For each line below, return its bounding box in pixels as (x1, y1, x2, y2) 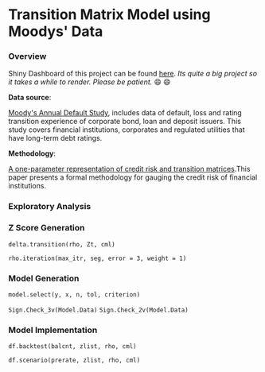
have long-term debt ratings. (8, 134, 103, 143)
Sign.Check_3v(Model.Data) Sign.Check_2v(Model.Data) (8, 306, 189, 314)
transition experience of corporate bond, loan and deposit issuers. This (8, 117, 241, 126)
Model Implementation (8, 324, 98, 335)
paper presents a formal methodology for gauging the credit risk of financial (8, 172, 258, 182)
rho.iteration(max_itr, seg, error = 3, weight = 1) (8, 254, 187, 262)
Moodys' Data (8, 22, 103, 41)
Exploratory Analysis (8, 201, 92, 212)
